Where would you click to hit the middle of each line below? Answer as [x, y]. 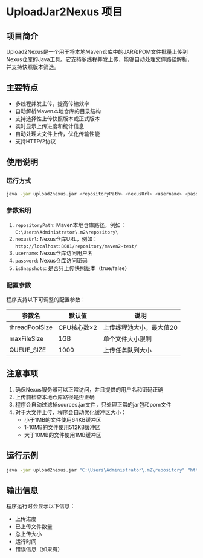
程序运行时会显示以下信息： [41, 506]
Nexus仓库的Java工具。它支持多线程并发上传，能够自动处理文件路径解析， [100, 59]
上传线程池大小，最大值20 [140, 327]
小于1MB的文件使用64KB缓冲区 [63, 419]
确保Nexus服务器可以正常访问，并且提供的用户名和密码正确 [89, 389]
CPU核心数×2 [78, 327]
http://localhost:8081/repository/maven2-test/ [76, 246]
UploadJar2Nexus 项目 [65, 12]
